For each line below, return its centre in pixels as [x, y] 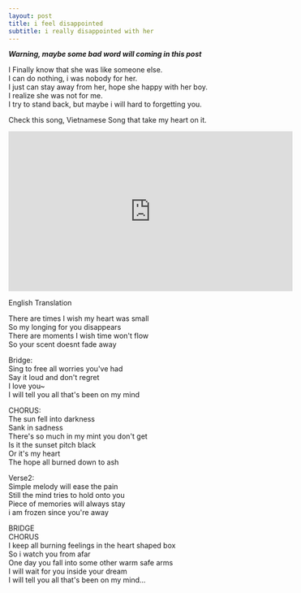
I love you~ [27, 386]
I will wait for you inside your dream [68, 571]
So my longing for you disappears [65, 327]
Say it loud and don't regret [54, 378]
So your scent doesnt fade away [62, 344]
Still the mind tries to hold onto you [67, 496]
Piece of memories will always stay [67, 504]
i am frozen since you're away [59, 513]
